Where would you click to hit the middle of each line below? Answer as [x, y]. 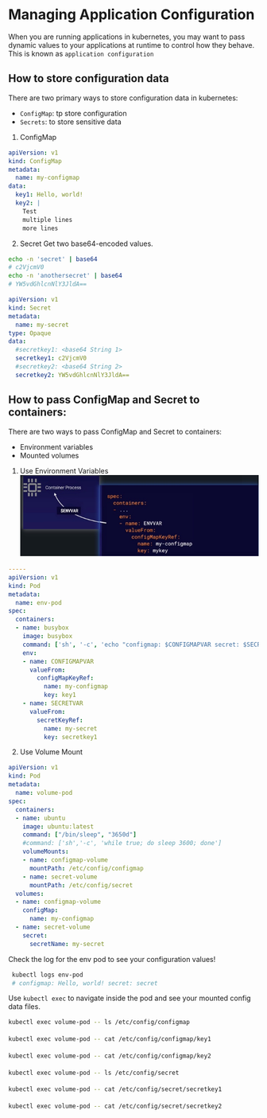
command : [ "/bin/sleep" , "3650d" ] [79, 835]
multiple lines [48, 220]
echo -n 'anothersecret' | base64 [66, 276]
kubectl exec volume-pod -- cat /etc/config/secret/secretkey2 [115, 1106]
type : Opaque [30, 333]
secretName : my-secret [67, 944]
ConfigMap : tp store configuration [73, 113]
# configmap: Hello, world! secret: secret [85, 983]
